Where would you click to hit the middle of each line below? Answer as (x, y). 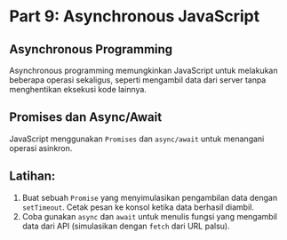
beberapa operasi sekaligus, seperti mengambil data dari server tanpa (138, 80)
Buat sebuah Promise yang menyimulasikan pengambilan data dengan (150, 197)
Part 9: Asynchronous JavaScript (135, 16)
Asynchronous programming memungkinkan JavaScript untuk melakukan (143, 70)
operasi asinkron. (41, 148)
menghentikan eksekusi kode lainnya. (78, 89)
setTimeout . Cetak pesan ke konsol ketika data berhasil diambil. (138, 207)
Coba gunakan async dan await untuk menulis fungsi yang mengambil (150, 216)
